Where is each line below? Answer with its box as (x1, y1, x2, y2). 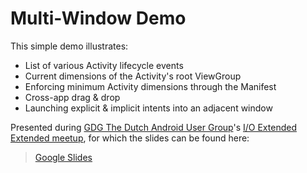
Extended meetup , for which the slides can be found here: (10, 132, 250, 144)
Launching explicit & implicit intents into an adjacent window (24, 102, 273, 114)
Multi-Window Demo (10, 7, 187, 30)
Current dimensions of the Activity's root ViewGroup (24, 70, 242, 82)
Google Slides (34, 151, 93, 163)
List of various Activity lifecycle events (24, 59, 184, 71)
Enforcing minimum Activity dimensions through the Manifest (24, 80, 277, 92)
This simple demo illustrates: (10, 40, 129, 52)
